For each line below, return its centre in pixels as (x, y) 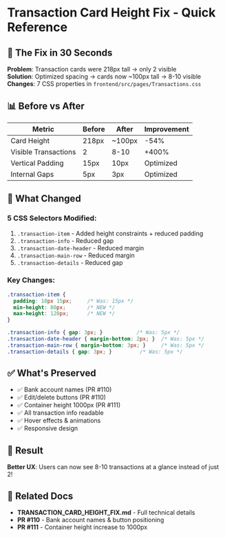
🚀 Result (25, 450)
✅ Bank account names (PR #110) (64, 389)
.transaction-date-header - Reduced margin (81, 248)
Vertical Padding (37, 163)
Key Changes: (31, 280)
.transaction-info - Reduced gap (65, 240)
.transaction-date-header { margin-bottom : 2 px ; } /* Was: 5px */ (106, 339)
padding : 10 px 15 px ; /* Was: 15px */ (74, 301)
